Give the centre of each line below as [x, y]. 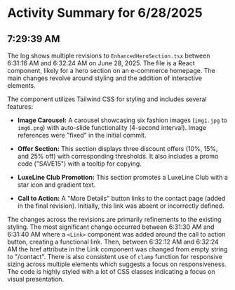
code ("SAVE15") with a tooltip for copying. [79, 164]
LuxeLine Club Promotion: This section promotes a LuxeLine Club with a [122, 177]
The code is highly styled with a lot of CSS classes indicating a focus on [111, 271]
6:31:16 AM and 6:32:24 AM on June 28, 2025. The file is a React [101, 63]
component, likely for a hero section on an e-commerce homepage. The [111, 71]
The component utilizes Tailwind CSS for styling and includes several [107, 99]
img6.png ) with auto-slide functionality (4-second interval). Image [112, 127]
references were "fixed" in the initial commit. [82, 135]
